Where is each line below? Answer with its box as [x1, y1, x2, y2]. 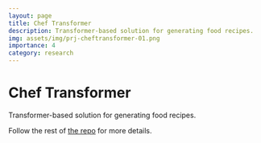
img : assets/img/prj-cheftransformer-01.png [8, 34, 160, 43]
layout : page [8, 11, 52, 20]
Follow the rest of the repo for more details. [8, 125, 152, 135]
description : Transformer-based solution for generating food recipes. [8, 27, 254, 35]
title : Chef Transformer [8, 19, 92, 27]
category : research [8, 49, 74, 57]
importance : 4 [8, 42, 56, 50]
